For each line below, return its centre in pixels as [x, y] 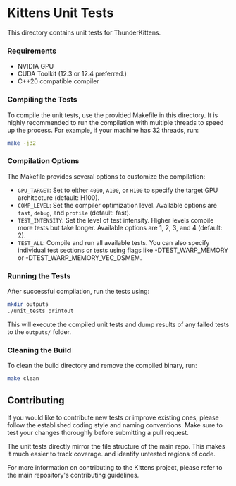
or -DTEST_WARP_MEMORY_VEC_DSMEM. [80, 257]
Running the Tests [39, 275]
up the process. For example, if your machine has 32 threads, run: [103, 130]
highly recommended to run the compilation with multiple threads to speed [116, 122]
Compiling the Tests [42, 100]
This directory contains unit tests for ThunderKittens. [84, 32]
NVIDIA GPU [36, 66]
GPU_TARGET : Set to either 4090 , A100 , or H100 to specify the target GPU [118, 190]
